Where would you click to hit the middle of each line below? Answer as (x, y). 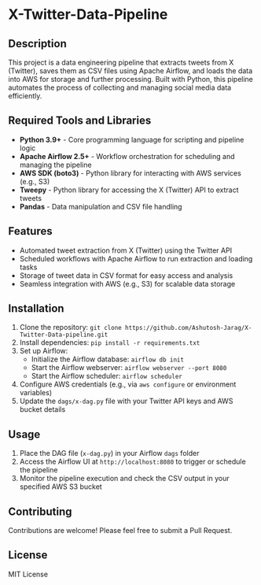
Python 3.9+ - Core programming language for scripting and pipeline (132, 139)
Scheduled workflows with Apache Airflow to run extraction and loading (136, 258)
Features (30, 231)
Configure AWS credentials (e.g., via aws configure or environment (128, 384)
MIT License (28, 574)
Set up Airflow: (44, 351)
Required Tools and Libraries (80, 121)
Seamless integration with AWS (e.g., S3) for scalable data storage (127, 283)
